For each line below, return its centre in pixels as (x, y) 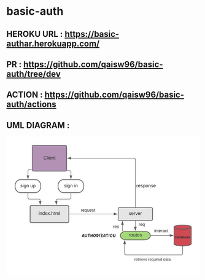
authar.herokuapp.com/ (53, 43)
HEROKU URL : (35, 34)
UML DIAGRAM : (38, 125)
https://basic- (92, 34)
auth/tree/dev (34, 74)
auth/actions (31, 105)
